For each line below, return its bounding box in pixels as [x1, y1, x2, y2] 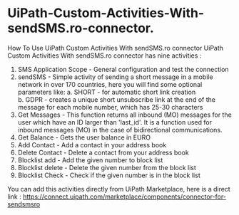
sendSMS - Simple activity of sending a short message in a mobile [17, 73, 213, 81]
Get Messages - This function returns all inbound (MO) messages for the [17, 110, 232, 119]
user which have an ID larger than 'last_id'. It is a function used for [17, 117, 213, 126]
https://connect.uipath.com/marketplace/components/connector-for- [22, 192, 227, 201]
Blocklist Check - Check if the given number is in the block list [17, 171, 201, 179]
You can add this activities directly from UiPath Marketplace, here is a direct [7, 184, 230, 193]
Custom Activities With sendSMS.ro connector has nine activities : [7, 51, 202, 60]
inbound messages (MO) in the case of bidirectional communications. [17, 125, 223, 134]
